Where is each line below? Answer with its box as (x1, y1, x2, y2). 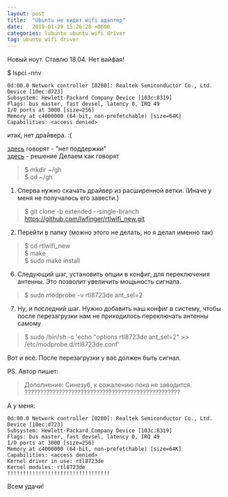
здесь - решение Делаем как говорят (7, 152, 120, 160)
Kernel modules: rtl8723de (7, 464, 85, 471)
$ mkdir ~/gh (24, 165, 62, 174)
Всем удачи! (7, 482, 44, 491)
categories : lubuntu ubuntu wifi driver (7, 29, 127, 37)
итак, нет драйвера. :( (7, 131, 72, 139)
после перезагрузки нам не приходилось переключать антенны (17, 312, 209, 321)
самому (17, 319, 42, 328)
